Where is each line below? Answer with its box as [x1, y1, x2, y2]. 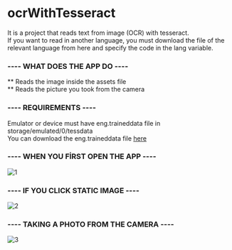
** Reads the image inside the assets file [7, 77, 127, 86]
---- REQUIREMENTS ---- [7, 103, 96, 113]
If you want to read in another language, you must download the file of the [7, 36, 225, 44]
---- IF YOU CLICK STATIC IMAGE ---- [7, 185, 140, 195]
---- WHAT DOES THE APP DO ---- [7, 61, 129, 71]
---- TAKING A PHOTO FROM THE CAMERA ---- [7, 219, 174, 229]
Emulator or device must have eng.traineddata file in [7, 119, 161, 127]
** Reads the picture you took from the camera [7, 85, 145, 94]
